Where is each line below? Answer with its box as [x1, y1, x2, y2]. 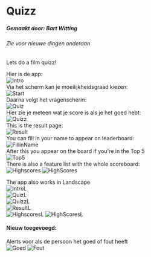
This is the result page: [6, 122, 63, 129]
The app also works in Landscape [6, 178, 91, 186]
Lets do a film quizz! [6, 59, 57, 66]
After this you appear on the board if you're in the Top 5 [6, 147, 145, 155]
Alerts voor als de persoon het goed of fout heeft [6, 238, 128, 245]
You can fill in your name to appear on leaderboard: [6, 134, 135, 142]
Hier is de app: [6, 70, 43, 77]
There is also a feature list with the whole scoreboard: [6, 160, 140, 168]
